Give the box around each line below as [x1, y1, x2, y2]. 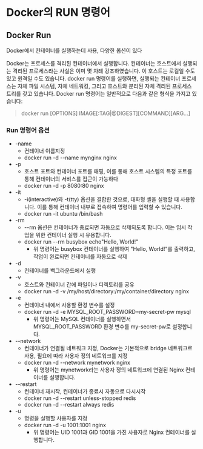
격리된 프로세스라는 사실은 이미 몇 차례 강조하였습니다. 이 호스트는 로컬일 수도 [12, 67, 196, 75]
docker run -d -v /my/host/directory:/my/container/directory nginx [24, 288, 190, 295]
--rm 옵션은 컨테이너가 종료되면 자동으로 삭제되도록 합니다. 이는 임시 [24, 224, 187, 231]
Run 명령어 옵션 [6, 125, 50, 134]
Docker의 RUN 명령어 [6, 5, 111, 19]
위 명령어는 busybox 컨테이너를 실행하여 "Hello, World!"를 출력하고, [33, 245, 195, 253]
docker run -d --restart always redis [24, 401, 115, 408]
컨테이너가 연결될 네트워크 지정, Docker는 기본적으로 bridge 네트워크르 [24, 345, 193, 352]
